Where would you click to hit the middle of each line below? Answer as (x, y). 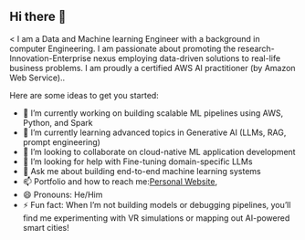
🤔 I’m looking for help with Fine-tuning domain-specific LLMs (137, 162)
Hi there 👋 (38, 17)
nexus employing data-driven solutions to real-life (187, 58)
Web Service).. (37, 78)
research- (256, 48)
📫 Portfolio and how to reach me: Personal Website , (120, 181)
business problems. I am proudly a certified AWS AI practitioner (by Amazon (152, 68)
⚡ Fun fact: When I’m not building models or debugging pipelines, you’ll (157, 204)
